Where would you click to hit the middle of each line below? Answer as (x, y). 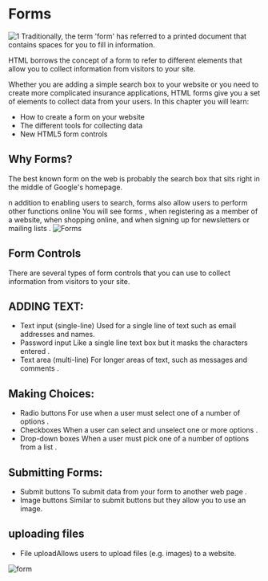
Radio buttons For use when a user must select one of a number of (130, 413)
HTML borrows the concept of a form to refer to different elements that (125, 60)
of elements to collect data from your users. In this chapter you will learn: (129, 101)
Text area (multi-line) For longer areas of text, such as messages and (134, 360)
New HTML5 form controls (64, 134)
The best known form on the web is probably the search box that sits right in (134, 178)
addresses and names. (57, 335)
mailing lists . (30, 228)
